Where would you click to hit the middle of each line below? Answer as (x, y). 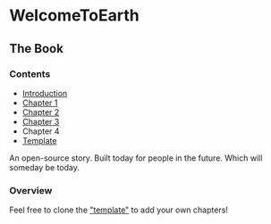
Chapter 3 (41, 121)
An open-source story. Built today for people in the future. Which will (136, 158)
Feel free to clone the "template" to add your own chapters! (119, 210)
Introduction (45, 93)
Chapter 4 (41, 131)
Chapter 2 (41, 112)
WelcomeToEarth (75, 16)
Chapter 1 (40, 103)
